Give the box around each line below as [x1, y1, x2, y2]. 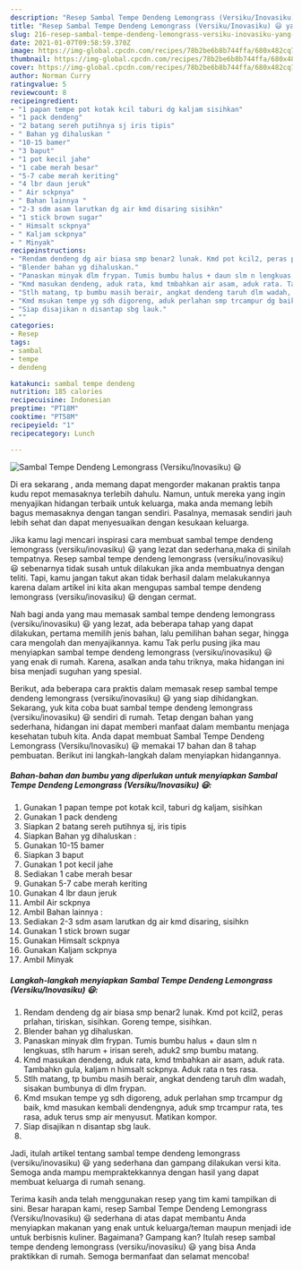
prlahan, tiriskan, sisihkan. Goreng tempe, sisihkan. [22, 1017, 212, 1027]
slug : [10, 30, 30, 39]
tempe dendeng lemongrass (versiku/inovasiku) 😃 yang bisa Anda [10, 1241, 256, 1252]
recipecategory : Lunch [10, 429, 95, 438]
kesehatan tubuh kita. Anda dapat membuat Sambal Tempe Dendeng [10, 731, 265, 742]
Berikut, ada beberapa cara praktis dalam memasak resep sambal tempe [10, 682, 279, 694]
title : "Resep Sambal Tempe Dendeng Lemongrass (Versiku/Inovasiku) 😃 [10, 21, 282, 30]
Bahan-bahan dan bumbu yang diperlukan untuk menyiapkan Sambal [10, 770, 278, 781]
